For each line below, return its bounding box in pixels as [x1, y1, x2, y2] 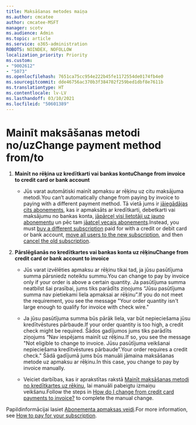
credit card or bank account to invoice [14, 255, 109, 262]
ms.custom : [6, 57, 33, 63]
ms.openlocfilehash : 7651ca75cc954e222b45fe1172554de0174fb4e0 [6, 74, 164, 80]
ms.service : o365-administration [6, 42, 88, 47]
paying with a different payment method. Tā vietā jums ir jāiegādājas [23, 200, 188, 208]
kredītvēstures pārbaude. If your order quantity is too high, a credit [23, 321, 184, 328]
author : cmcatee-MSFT [6, 19, 59, 25]
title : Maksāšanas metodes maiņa [6, 8, 88, 15]
